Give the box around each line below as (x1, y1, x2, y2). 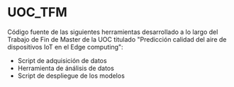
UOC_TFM (7, 4, 67, 21)
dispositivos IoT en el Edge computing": (7, 42, 123, 51)
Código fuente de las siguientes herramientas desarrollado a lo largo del (7, 28, 218, 36)
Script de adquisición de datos (17, 56, 108, 64)
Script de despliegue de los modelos (17, 71, 126, 80)
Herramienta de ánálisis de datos (17, 64, 115, 72)
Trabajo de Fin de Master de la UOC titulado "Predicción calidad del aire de (7, 35, 227, 43)
